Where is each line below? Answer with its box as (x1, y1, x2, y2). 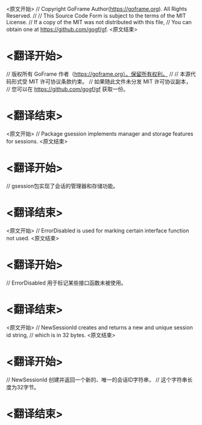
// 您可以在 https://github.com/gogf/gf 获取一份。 (6, 85, 129, 93)
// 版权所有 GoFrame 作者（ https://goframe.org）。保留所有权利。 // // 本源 (6, 70, 191, 77)
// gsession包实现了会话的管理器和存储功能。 (6, 182, 119, 189)
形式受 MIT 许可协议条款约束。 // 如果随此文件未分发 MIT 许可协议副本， (11, 77, 192, 85)
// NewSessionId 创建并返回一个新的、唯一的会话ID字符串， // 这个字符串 (6, 376, 188, 383)
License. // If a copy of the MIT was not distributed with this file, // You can (6, 19, 192, 25)
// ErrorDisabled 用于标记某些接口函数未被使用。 (6, 279, 127, 286)
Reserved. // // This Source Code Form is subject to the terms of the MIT (6, 12, 186, 19)
